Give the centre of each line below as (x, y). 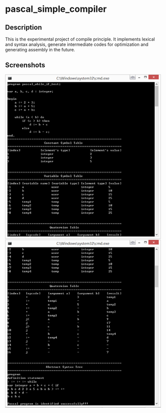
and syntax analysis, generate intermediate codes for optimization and (77, 44)
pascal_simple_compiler (56, 9)
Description (23, 27)
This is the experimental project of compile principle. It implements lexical (80, 39)
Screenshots (25, 65)
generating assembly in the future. (40, 50)
